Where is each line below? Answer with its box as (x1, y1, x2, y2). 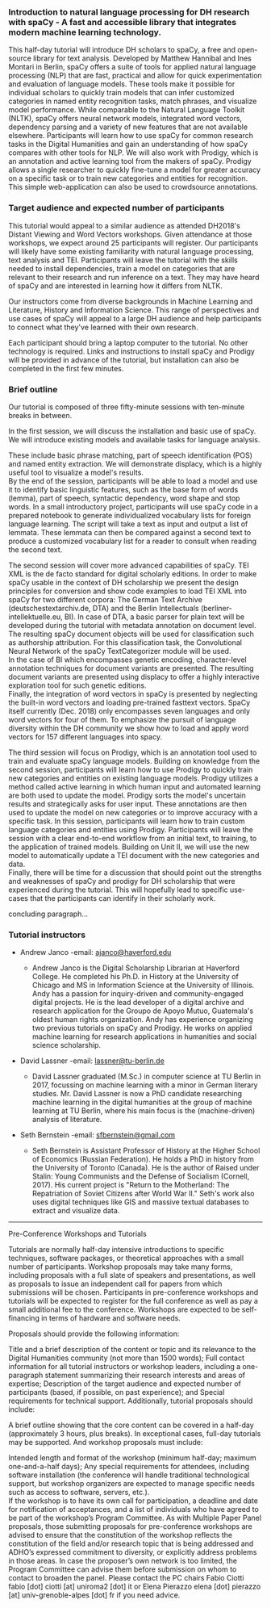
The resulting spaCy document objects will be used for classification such (8, 629, 254, 639)
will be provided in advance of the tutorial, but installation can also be (8, 354, 240, 365)
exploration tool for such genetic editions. (8, 680, 147, 690)
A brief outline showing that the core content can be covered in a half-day (8, 1420, 254, 1430)
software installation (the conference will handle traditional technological (8, 1470, 250, 1480)
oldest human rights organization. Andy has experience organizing (31, 1015, 254, 1024)
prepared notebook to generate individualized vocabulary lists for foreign (8, 510, 252, 520)
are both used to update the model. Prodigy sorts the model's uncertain (8, 790, 246, 800)
